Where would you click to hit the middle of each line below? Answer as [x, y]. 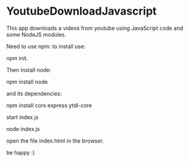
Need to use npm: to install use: [46, 46]
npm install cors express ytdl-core [49, 105]
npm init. [17, 58]
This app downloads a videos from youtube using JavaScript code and [95, 28]
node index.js [23, 129]
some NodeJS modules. [36, 34]
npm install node [27, 82]
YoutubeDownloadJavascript [81, 11]
